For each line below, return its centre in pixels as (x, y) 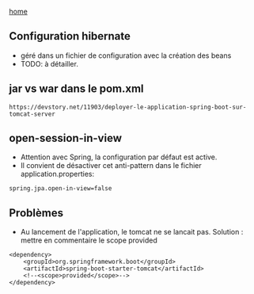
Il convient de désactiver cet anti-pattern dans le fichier (111, 166)
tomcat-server (32, 114)
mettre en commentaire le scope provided (89, 240)
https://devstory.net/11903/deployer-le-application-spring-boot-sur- (128, 107)
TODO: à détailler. (49, 63)
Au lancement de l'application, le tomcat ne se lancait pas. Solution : (132, 232)
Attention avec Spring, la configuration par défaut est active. (119, 157)
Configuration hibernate (70, 36)
